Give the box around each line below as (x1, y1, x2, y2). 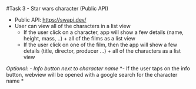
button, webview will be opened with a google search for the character (6, 71, 178, 78)
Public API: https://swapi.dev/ (14, 16, 87, 23)
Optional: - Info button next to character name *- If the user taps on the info (6, 65, 190, 72)
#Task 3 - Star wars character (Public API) (6, 5, 109, 12)
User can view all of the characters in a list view (14, 23, 131, 29)
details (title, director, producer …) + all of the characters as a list (23, 47, 181, 54)
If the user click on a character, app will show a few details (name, (23, 29, 184, 36)
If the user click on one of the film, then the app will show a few (23, 41, 178, 48)
